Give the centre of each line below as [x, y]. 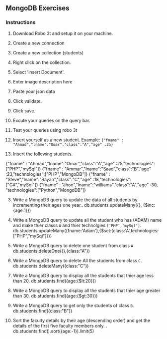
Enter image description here [42, 81]
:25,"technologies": [135, 163]
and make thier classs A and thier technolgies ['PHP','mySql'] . [77, 225]
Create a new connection [39, 43]
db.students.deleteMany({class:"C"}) [51, 266]
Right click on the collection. [42, 62]
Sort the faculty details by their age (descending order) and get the [82, 320]
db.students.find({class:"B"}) [42, 311]
